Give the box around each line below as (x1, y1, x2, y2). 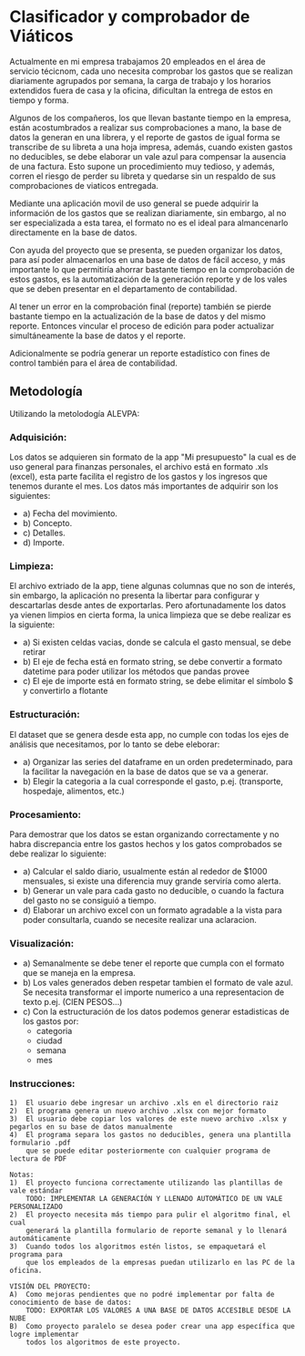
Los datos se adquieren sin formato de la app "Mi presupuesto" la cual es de (9, 451, 297, 462)
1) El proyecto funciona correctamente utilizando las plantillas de (9, 1178, 283, 1187)
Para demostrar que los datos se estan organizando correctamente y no (9, 828, 280, 840)
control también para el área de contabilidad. (9, 357, 178, 368)
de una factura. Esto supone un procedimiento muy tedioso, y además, (9, 160, 275, 171)
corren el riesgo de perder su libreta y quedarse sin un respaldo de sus (9, 171, 276, 181)
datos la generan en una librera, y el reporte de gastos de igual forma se (9, 131, 280, 142)
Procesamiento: (9, 808, 82, 821)
